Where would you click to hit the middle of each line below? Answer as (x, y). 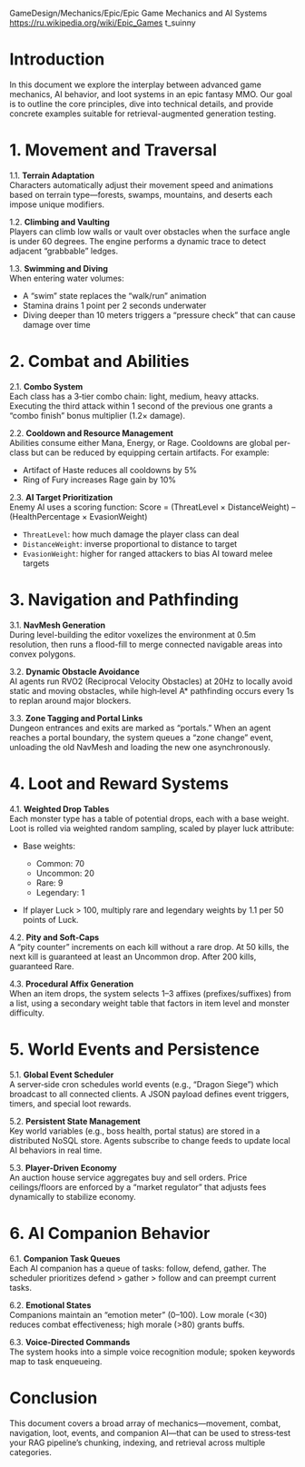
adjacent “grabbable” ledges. (64, 251)
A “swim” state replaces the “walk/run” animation (114, 295)
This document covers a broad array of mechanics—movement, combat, (145, 1423)
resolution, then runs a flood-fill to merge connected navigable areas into (146, 644)
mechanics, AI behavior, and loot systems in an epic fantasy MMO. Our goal (151, 94)
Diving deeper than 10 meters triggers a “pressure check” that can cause (159, 315)
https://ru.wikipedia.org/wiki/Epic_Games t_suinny (103, 23)
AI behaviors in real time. (56, 1150)
